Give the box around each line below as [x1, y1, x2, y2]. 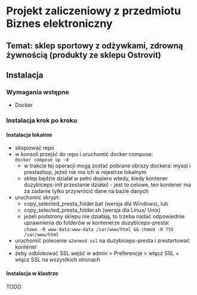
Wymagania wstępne [6, 88, 69, 96]
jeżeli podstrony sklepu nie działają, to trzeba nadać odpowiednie [23, 213, 185, 220]
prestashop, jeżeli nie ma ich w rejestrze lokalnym [23, 169, 146, 176]
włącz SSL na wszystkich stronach [14, 256, 100, 263]
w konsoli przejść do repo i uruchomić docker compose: [14, 151, 153, 158]
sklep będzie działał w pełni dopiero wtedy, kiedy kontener [23, 175, 168, 182]
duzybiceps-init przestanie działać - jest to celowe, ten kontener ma [23, 181, 192, 188]
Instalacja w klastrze [6, 269, 59, 277]
